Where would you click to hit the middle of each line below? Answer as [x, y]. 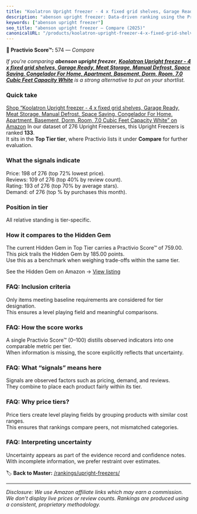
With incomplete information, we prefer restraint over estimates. [83, 461]
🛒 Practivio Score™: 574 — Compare [50, 50]
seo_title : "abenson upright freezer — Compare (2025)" [76, 28]
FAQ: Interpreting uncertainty [49, 442]
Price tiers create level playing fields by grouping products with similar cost [97, 414]
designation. [21, 306]
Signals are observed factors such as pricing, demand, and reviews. [88, 380]
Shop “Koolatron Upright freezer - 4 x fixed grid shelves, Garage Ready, [93, 108]
